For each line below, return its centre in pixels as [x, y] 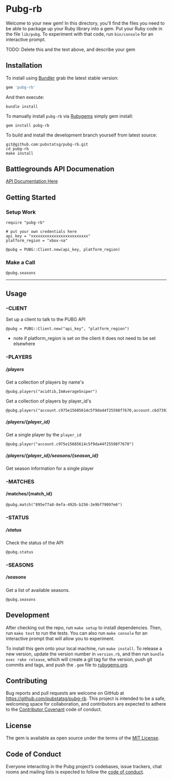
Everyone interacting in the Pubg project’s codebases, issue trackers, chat [84, 767]
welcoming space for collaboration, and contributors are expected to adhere [86, 704]
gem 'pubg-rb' [21, 87]
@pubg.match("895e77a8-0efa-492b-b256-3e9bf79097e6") [64, 505]
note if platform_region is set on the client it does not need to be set [84, 338]
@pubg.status [20, 552]
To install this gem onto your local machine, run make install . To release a [84, 648]
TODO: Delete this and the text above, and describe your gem [71, 49]
